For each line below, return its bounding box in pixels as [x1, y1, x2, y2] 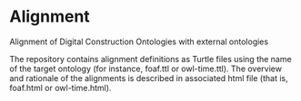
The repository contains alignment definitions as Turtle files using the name [9, 53, 293, 64]
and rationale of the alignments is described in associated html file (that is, [9, 72, 288, 83]
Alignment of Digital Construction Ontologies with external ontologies [9, 36, 269, 47]
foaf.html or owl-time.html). [9, 82, 112, 93]
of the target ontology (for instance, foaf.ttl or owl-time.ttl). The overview [9, 63, 282, 74]
